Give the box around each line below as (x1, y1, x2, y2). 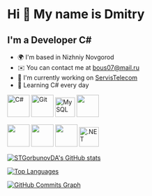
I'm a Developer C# (7, 34, 92, 46)
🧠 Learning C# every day (17, 81, 89, 89)
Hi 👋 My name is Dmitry (7, 6, 145, 22)
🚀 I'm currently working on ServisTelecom (17, 73, 138, 82)
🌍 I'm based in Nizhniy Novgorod (17, 53, 114, 61)
